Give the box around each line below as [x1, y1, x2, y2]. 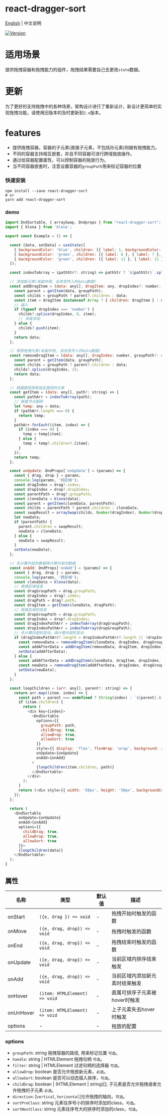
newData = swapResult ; [18, 538, 66, 543]
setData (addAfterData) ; [18, 649, 68, 654]
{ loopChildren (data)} [18, 848, 64, 853]
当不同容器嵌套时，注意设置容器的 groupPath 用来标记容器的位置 [12, 163, 142, 169]
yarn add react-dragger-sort [5, 197, 66, 202]
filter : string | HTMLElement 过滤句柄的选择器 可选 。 [12, 1063, 122, 1069]
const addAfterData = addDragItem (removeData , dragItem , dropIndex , [18, 644, 164, 649]
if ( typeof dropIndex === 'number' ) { [14, 307, 94, 312]
